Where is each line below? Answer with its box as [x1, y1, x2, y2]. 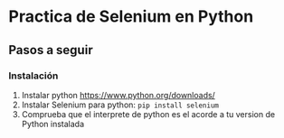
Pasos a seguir [8, 42, 93, 58]
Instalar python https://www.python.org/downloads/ [21, 89, 216, 100]
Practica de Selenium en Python [8, 6, 254, 27]
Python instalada [21, 118, 85, 129]
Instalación [8, 69, 59, 82]
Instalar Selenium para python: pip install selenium [21, 99, 219, 110]
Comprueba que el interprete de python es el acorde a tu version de [21, 108, 276, 119]
